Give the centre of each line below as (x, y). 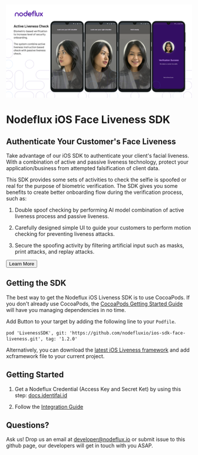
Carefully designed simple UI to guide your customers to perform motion (103, 227)
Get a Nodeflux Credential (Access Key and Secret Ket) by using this (98, 389)
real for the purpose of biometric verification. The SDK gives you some (92, 186)
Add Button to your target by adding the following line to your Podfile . (91, 321)
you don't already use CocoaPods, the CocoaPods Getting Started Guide (95, 304)
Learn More (22, 264)
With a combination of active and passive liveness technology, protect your (97, 162)
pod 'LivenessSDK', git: (37, 333)
